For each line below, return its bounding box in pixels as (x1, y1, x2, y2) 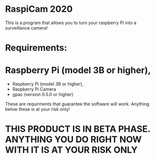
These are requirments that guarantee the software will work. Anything (5, 101, 150, 107)
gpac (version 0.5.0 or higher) (12, 92, 73, 97)
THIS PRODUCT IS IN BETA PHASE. (5, 124, 151, 135)
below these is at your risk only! (5, 106, 70, 112)
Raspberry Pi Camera (12, 86, 56, 92)
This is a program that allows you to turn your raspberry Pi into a (5, 20, 137, 26)
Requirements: (5, 42, 67, 54)
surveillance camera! (5, 25, 48, 31)
